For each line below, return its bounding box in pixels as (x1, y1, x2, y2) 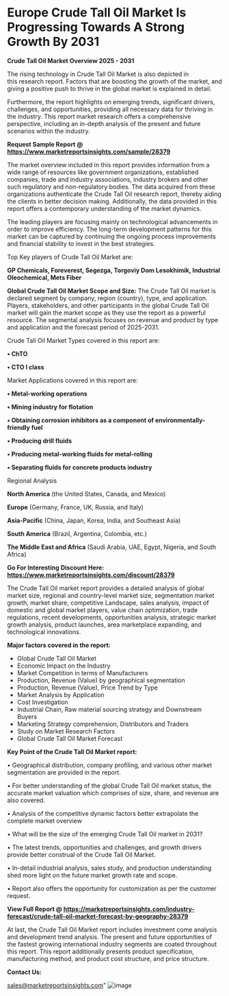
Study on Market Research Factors (16, 727, 115, 735)
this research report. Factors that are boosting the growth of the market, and (7, 77, 222, 85)
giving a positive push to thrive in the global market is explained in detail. (7, 84, 212, 93)
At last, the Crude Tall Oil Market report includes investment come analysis (7, 925, 217, 934)
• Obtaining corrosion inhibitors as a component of (7, 416, 154, 424)
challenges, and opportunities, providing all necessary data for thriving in (7, 105, 213, 113)
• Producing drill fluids (7, 437, 72, 445)
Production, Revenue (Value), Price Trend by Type (16, 683, 159, 692)
